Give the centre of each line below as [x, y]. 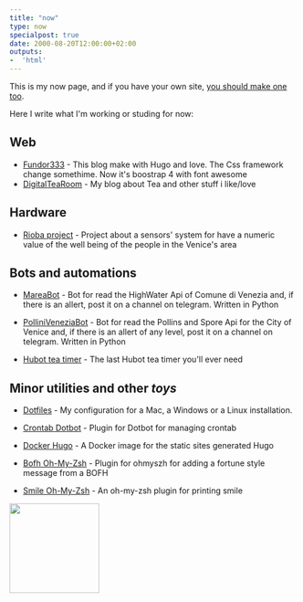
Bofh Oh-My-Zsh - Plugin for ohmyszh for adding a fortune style [144, 463]
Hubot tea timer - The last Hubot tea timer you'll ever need [133, 359]
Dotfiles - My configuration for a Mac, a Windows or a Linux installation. [157, 410]
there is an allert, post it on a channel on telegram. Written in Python [151, 305]
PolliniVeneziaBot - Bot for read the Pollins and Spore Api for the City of [157, 322]
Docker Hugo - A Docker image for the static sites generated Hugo [148, 446]
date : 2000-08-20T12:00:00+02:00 [73, 43]
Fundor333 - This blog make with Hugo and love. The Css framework [153, 164]
